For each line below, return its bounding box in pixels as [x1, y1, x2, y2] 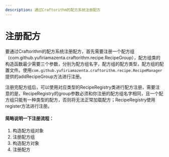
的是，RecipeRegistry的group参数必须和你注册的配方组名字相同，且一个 [9, 90, 159, 96]
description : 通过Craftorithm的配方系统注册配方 [5, 7, 101, 13]
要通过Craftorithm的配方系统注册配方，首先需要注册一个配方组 [5, 48, 135, 54]
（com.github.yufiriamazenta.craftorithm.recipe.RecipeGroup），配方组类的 [5, 54, 161, 60]
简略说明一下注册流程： [5, 115, 54, 121]
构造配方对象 [12, 140, 39, 146]
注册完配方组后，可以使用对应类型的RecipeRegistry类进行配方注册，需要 [5, 84, 156, 90]
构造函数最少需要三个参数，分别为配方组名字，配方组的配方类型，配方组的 [5, 61, 159, 67]
